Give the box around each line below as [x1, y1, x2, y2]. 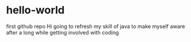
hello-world [6, 3, 65, 17]
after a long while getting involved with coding [6, 29, 119, 36]
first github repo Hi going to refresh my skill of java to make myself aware [6, 23, 186, 30]
